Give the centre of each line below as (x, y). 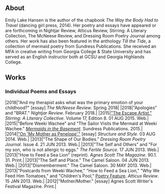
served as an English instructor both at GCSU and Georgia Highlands (75, 57)
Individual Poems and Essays (41, 92)
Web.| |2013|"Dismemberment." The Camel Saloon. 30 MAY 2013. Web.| (78, 165)
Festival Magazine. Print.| (31, 186)
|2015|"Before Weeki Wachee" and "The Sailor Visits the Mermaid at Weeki (81, 123)
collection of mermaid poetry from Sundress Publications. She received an (81, 46)
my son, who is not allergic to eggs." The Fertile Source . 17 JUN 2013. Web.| (82, 150)
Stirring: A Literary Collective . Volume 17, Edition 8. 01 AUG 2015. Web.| (77, 118)
